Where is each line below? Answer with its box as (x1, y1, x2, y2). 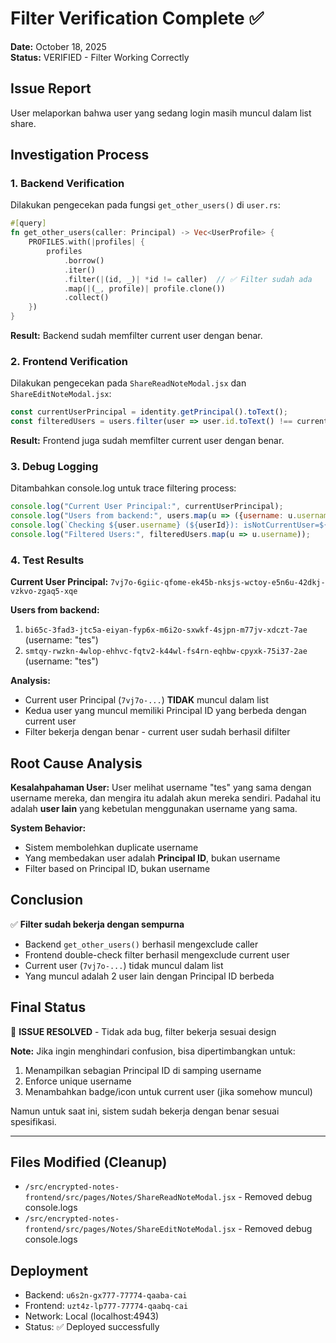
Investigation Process (10, 147, 150, 164)
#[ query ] (10, 218, 47, 229)
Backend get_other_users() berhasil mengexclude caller (24, 938, 259, 950)
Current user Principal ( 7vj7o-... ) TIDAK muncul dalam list (24, 694, 270, 706)
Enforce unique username (24, 1075, 132, 1087)
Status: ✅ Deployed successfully (24, 1321, 160, 1333)
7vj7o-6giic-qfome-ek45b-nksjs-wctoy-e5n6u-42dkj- (110, 578, 326, 588)
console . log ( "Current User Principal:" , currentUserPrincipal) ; (10, 502, 284, 512)
